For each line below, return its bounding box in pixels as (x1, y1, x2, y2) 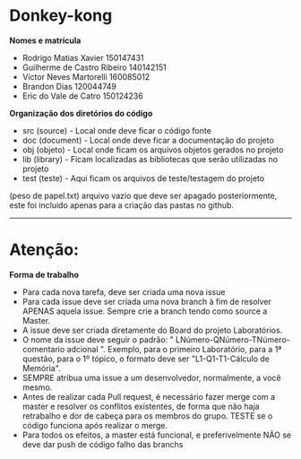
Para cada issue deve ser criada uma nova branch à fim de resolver (21, 296, 271, 307)
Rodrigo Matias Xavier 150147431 (21, 52, 145, 63)
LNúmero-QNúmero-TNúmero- (175, 333, 290, 345)
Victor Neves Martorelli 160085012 (21, 71, 150, 82)
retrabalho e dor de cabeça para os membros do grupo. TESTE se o (21, 410, 273, 421)
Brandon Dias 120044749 (21, 81, 117, 91)
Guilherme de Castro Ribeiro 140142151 (21, 62, 168, 73)
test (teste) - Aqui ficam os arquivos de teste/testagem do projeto (21, 172, 265, 184)
